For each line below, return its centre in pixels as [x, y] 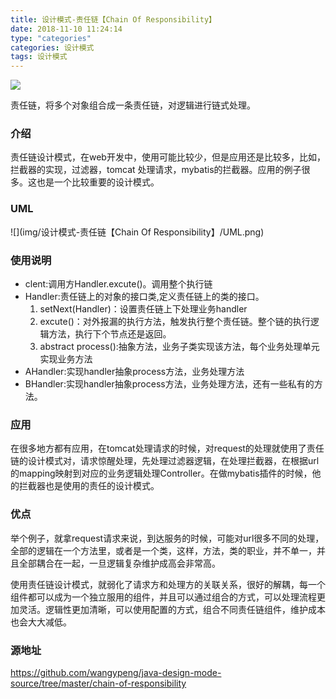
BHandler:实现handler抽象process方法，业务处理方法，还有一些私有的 [169, 384]
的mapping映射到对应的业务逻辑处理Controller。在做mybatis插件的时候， [161, 473]
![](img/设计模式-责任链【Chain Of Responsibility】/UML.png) [137, 232]
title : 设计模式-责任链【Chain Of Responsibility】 [113, 19]
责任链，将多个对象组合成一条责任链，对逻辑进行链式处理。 [133, 105]
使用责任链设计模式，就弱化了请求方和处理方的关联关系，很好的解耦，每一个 [168, 584]
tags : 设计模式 [39, 57]
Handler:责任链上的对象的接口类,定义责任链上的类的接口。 [144, 297]
